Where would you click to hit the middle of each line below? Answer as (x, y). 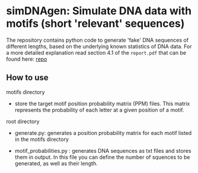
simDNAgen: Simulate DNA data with (99, 11)
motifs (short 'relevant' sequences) (95, 23)
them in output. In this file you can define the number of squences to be (102, 157)
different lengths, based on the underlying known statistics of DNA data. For (99, 46)
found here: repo (27, 59)
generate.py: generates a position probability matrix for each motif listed (103, 133)
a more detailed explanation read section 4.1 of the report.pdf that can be (96, 52)
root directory (23, 121)
